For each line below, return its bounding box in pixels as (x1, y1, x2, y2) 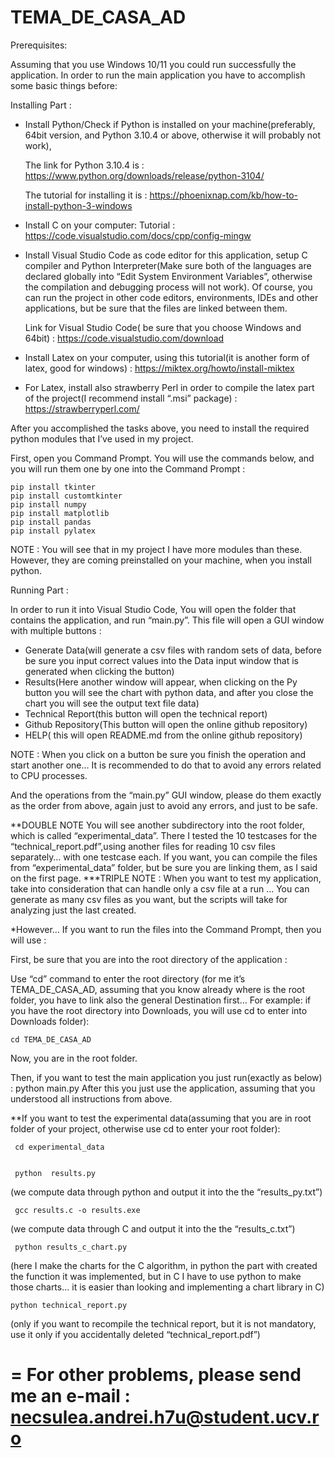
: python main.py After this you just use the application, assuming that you (10, 1082, 316, 1094)
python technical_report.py (10, 1300, 128, 1310)
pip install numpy (10, 499, 87, 510)
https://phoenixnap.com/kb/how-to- (149, 189, 298, 201)
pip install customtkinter (10, 491, 123, 501)
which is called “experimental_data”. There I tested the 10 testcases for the (10, 829, 318, 841)
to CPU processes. (10, 769, 88, 781)
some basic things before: (10, 79, 118, 91)
